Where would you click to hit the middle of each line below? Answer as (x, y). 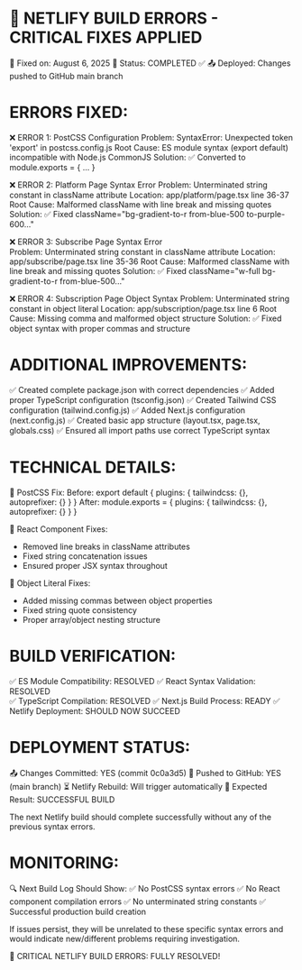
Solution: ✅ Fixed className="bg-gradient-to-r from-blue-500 (127, 214)
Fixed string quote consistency (80, 610)
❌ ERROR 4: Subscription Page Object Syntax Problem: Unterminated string (150, 298)
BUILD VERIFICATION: (93, 656)
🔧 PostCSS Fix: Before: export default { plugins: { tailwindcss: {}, (129, 492)
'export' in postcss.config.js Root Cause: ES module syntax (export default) (149, 147)
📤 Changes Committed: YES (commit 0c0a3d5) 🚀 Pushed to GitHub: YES (145, 773)
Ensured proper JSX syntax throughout (95, 565)
